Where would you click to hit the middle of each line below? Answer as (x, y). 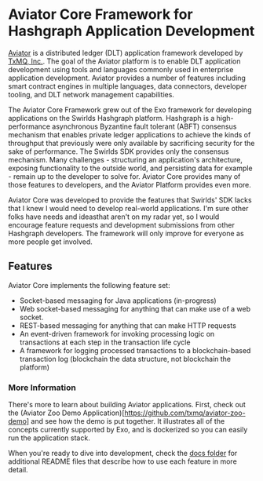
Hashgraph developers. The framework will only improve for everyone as (126, 233)
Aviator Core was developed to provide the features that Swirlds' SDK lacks (130, 200)
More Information (42, 388)
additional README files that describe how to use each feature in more (122, 461)
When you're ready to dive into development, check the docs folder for (123, 454)
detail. (18, 470)
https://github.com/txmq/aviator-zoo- (185, 413)
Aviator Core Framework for (101, 15)
